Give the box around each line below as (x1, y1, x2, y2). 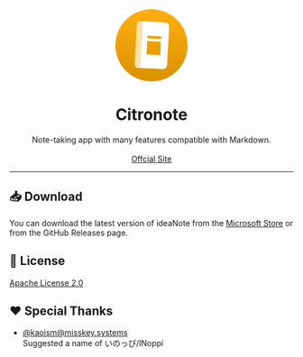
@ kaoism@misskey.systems (22, 327, 128, 338)
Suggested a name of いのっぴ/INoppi (22, 338, 164, 349)
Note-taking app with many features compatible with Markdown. (31, 134, 271, 145)
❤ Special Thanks (9, 303, 114, 318)
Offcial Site (131, 153, 172, 164)
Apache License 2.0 (9, 277, 84, 288)
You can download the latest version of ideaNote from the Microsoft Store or (9, 217, 294, 228)
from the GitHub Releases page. (9, 227, 129, 238)
